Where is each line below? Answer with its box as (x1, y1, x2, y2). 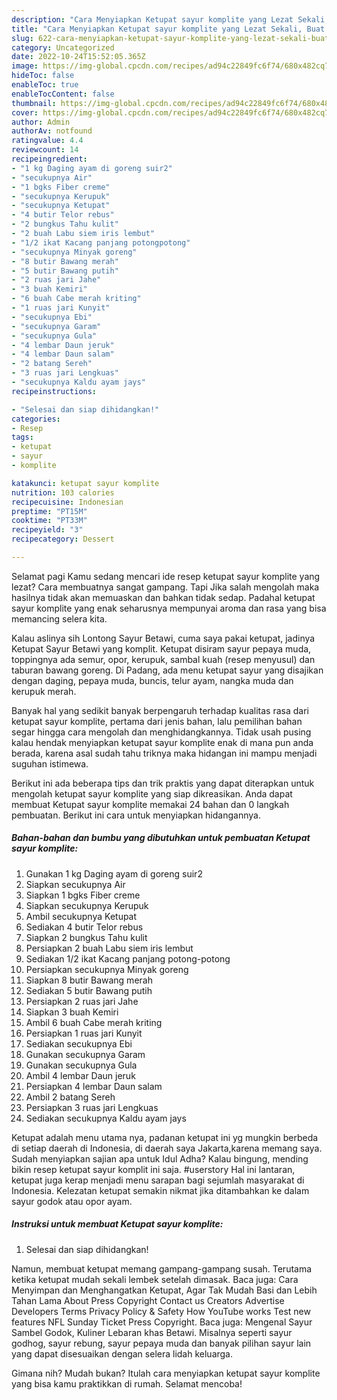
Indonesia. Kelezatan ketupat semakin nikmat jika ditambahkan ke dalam (11, 1184, 310, 1196)
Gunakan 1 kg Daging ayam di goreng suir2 (25, 867, 203, 880)
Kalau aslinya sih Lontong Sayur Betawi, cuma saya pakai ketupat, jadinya (11, 632, 316, 644)
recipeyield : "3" (11, 525, 84, 535)
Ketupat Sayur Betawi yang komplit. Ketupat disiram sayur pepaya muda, (11, 642, 312, 655)
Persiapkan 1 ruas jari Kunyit (25, 1027, 143, 1039)
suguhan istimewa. (11, 757, 89, 770)
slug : (11, 33, 34, 43)
